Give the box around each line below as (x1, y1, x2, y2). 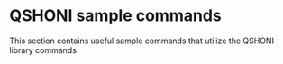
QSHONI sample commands (9, 5, 223, 26)
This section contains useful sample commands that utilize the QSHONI (9, 35, 275, 46)
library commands (9, 44, 77, 55)
